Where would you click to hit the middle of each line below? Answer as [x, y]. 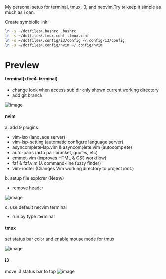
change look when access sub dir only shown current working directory [85, 90]
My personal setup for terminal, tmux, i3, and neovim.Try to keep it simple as [83, 7]
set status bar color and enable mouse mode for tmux [60, 239]
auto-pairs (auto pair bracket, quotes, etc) [55, 153]
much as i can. [20, 12]
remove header [28, 188]
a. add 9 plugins [21, 127]
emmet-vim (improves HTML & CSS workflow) [59, 158]
